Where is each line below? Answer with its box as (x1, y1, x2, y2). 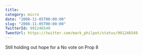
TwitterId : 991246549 (5, 26, 51, 31)
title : (5, 7, 19, 12)
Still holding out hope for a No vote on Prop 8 (5, 44, 99, 50)
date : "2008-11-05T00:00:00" (5, 16, 66, 21)
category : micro (5, 12, 39, 17)
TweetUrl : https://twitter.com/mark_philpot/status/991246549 (5, 30, 138, 35)
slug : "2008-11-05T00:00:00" (5, 21, 66, 26)
